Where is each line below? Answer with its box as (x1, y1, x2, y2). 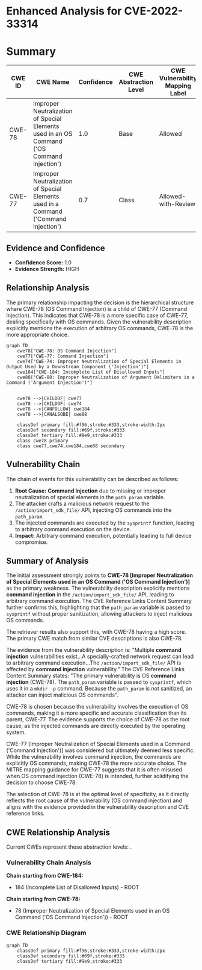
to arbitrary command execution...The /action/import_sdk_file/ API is (6, 659, 182, 666)
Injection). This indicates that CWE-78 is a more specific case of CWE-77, (6, 311, 188, 319)
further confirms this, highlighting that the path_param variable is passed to (6, 604, 191, 611)
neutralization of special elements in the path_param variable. (14, 493, 165, 500)
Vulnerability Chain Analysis (6, 858, 91, 867)
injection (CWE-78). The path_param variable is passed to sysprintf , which (6, 678, 192, 686)
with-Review (159, 200, 196, 208)
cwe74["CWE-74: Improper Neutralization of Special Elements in (17, 358, 182, 365)
